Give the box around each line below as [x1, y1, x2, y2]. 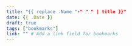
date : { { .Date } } [6, 14, 53, 20]
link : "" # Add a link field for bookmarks [6, 31, 119, 37]
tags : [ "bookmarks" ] [6, 25, 59, 32]
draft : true [6, 20, 36, 26]
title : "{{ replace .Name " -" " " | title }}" [6, 8, 127, 15]
